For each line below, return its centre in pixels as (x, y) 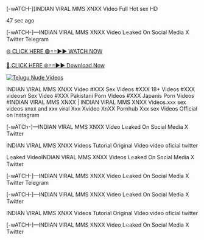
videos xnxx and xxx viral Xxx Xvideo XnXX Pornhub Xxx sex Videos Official (102, 108)
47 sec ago (20, 20)
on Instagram (23, 115)
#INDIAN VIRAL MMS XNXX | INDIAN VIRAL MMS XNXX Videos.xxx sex (97, 102)
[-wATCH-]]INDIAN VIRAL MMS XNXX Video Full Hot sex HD (82, 9)
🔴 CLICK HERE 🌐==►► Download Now (56, 65)
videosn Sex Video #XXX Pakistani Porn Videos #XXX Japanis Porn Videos (100, 96)
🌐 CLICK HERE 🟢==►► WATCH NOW (55, 51)
